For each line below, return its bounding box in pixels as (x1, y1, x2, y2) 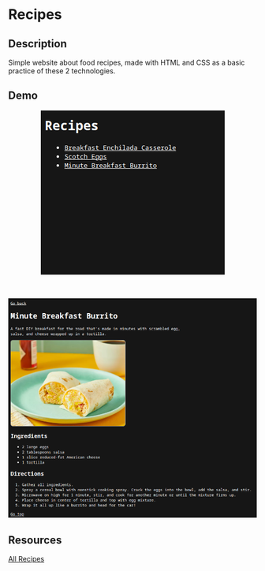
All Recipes (8, 554, 45, 564)
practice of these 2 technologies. (8, 66, 116, 76)
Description (8, 37, 67, 50)
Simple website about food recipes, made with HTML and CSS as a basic (8, 58, 245, 67)
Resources (8, 533, 62, 547)
